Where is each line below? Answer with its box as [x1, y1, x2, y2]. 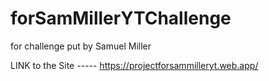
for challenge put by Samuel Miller [10, 40, 152, 52]
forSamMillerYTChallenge [10, 7, 232, 30]
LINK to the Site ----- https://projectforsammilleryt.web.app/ [10, 59, 259, 71]
